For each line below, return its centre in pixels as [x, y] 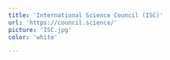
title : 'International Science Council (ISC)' [86, 15]
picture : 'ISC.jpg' [40, 30]
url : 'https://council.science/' [63, 23]
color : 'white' [33, 37]
